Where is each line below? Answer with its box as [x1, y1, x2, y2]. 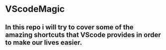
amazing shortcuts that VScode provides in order [5, 30, 161, 39]
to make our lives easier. [5, 38, 83, 47]
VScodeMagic [5, 3, 65, 15]
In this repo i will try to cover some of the [5, 23, 134, 31]
